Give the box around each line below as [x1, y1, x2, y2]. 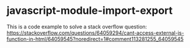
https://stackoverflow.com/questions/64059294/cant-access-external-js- [6, 29, 184, 36]
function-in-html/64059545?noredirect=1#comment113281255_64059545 [6, 35, 184, 42]
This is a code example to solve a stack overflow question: [6, 23, 147, 30]
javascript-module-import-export [6, 4, 173, 17]
